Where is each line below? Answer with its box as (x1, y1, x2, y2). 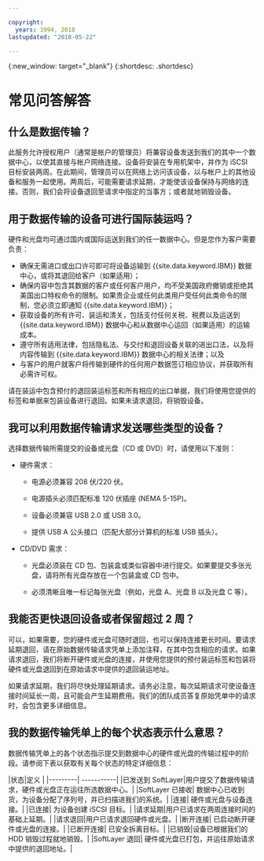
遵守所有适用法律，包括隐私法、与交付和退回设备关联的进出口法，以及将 (19, 340, 254, 349)
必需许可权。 (19, 369, 61, 379)
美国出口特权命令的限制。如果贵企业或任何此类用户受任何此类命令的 (19, 290, 240, 300)
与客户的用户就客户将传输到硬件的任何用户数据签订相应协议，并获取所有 (19, 360, 254, 369)
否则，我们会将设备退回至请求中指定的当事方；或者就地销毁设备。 (21, 187, 236, 197)
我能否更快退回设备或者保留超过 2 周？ (8, 612, 196, 626)
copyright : (8, 18, 44, 26)
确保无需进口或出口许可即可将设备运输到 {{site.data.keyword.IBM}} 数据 (19, 261, 252, 271)
